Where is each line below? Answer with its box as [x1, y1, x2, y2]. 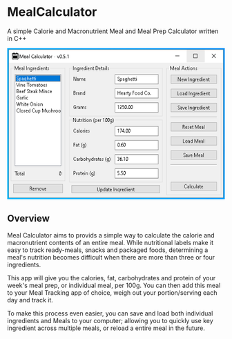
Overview [7, 213, 50, 224]
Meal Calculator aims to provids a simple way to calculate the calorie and [7, 231, 215, 239]
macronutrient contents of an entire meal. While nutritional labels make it [7, 238, 214, 246]
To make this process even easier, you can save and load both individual [7, 309, 213, 318]
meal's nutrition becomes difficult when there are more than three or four [7, 253, 215, 261]
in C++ [7, 34, 27, 42]
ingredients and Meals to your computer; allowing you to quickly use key [7, 316, 214, 325]
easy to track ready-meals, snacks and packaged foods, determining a [7, 246, 209, 254]
